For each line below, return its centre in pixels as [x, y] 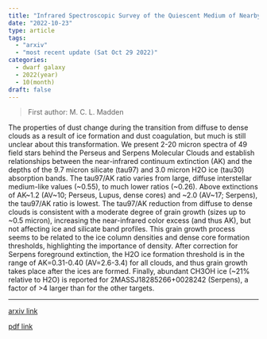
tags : [17, 38]
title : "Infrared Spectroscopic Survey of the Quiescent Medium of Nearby [135, 16]
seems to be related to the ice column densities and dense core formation [129, 238]
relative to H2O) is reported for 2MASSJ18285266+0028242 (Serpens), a [128, 280]
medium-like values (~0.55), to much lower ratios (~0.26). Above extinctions [133, 187]
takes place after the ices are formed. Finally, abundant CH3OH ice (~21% [129, 271]
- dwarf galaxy [41, 68]
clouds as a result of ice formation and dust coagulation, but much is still [127, 136]
